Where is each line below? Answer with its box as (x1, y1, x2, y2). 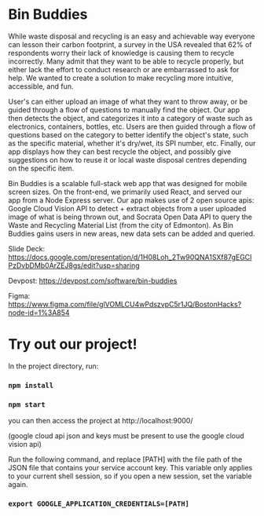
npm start (8, 400, 46, 409)
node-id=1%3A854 (8, 308, 70, 317)
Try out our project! (8, 335, 137, 353)
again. (8, 480, 29, 489)
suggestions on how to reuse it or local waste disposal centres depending (8, 155, 247, 164)
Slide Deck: (8, 243, 46, 253)
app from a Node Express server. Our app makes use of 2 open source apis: (8, 195, 255, 205)
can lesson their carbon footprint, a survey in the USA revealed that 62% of (8, 39, 253, 49)
